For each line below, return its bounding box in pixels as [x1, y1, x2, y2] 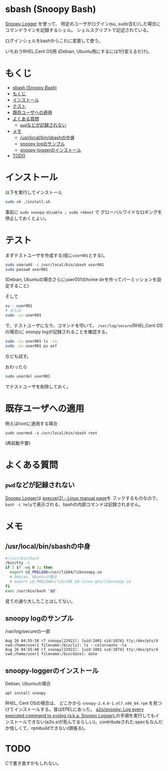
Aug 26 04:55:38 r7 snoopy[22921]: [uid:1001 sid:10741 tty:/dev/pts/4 [5, 638, 158, 644]
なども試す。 [5, 353, 32, 359]
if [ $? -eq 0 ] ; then [5, 565, 53, 570]
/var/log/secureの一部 [5, 628, 50, 635]
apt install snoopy [5, 691, 46, 696]
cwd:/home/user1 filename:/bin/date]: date [5, 652, 98, 657]
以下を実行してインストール [5, 189, 63, 195]
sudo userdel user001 [5, 373, 51, 379]
